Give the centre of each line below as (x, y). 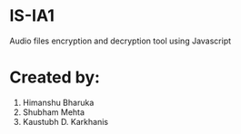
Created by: (55, 77)
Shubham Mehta (53, 112)
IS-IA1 (32, 16)
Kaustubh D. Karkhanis (65, 121)
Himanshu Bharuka (58, 102)
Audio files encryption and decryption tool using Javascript (120, 41)
